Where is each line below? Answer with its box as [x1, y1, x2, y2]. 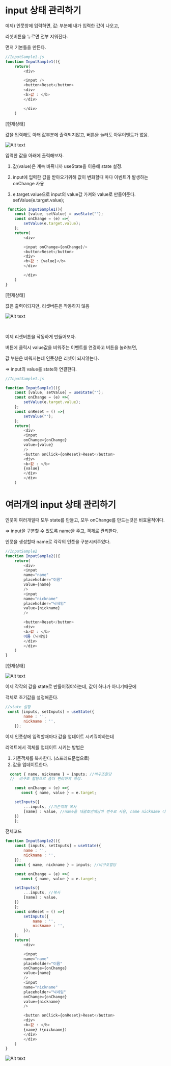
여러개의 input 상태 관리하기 [5, 499, 116, 511]
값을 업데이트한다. [12, 761, 48, 767]
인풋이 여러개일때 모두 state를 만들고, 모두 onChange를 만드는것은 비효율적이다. [5, 516, 165, 523]
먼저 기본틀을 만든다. [5, 44, 46, 50]
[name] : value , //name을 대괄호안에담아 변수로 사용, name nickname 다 [23, 809, 166, 814]
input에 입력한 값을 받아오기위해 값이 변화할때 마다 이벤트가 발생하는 [12, 174, 149, 180]
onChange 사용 [12, 180, 44, 186]
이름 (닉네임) [23, 634, 48, 639]
